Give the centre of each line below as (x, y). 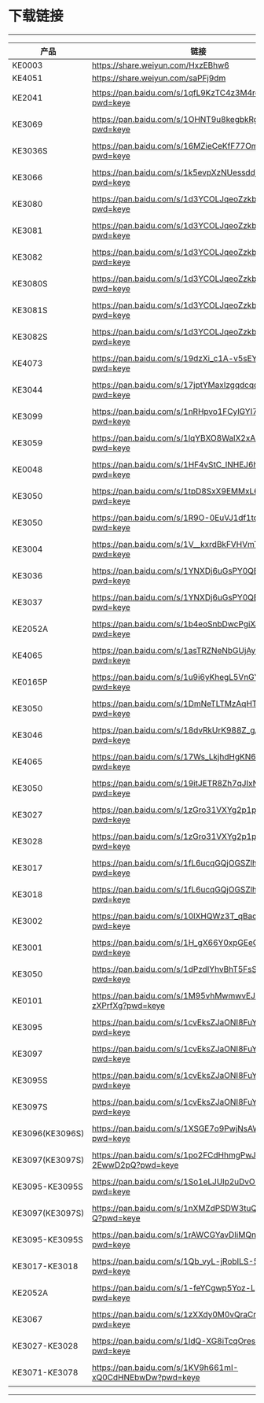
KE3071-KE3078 (45, 1372)
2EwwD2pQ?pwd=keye (135, 1165)
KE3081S (30, 310)
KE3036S (30, 150)
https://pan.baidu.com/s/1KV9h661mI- (165, 1368)
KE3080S (30, 283)
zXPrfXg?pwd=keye (128, 1006)
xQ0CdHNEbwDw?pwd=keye (146, 1377)
